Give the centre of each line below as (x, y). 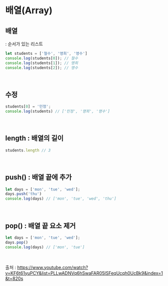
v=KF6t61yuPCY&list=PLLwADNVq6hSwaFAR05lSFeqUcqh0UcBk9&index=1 (84, 273)
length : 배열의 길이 (34, 138)
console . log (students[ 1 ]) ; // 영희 (42, 63)
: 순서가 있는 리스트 (24, 44)
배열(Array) (29, 10)
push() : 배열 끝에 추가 (38, 178)
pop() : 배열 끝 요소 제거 (40, 226)
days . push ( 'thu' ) (24, 194)
